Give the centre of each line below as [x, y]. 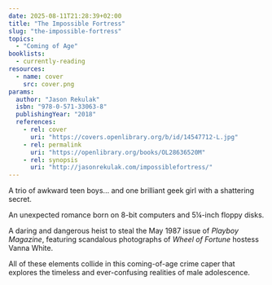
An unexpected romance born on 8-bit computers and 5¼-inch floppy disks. [136, 215]
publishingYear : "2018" [56, 115]
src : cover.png [49, 84]
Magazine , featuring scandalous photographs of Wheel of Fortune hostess [134, 239]
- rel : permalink [53, 145]
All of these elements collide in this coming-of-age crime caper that [122, 264]
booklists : [27, 54]
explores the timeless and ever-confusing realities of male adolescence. [129, 273]
